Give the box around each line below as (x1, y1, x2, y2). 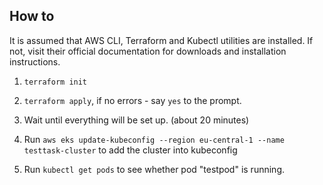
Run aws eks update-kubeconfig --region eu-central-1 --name (23, 133, 285, 145)
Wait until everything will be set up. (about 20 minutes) (23, 114, 250, 126)
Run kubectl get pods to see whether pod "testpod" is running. (23, 163, 285, 175)
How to (9, 8, 55, 25)
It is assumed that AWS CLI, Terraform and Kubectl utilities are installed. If (9, 34, 314, 46)
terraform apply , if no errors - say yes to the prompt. (23, 94, 242, 106)
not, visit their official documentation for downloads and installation (9, 45, 287, 57)
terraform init (23, 77, 88, 87)
